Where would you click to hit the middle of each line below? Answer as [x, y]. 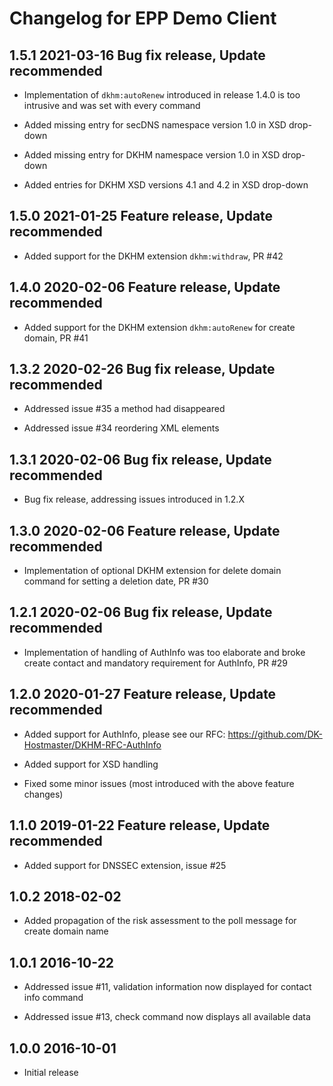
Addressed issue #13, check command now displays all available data [167, 1017]
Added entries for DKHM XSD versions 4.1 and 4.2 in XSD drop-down [166, 185]
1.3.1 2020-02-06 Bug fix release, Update [140, 459]
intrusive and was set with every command [112, 105]
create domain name [66, 931]
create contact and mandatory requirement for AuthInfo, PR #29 [155, 663]
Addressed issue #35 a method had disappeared [124, 409]
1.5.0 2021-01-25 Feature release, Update [141, 216]
